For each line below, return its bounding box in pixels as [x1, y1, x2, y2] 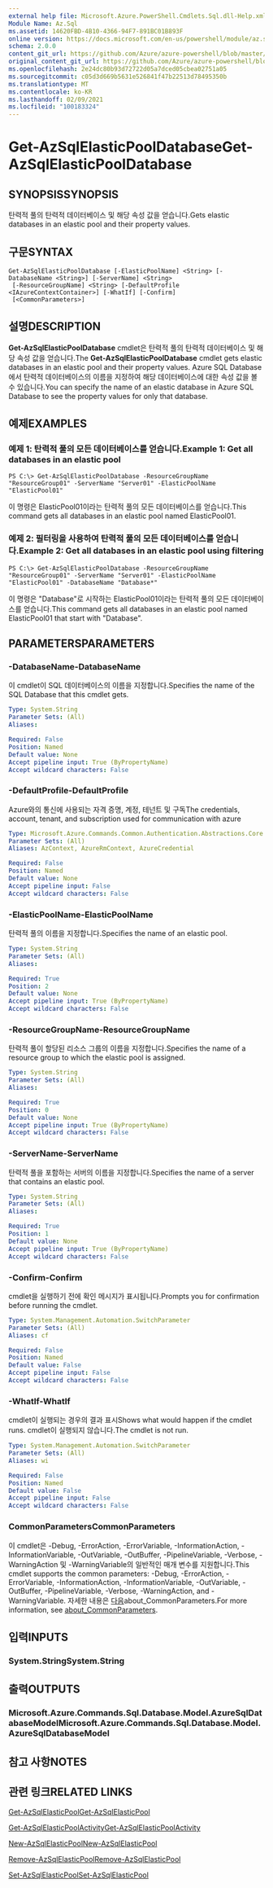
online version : [8, 34, 63, 43]
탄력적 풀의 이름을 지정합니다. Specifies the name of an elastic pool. [8, 929, 227, 938]
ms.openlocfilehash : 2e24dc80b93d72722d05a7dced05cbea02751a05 [8, 65, 227, 73]
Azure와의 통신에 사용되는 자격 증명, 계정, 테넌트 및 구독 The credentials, [8, 804, 240, 814]
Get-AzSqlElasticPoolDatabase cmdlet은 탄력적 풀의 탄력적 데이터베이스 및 [8, 343, 255, 353]
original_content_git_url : [8, 58, 100, 66]
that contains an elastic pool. [8, 1176, 105, 1186]
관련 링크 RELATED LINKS [8, 1785, 132, 1798]
